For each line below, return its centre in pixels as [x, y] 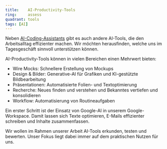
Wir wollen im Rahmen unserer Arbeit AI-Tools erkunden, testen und [76, 131]
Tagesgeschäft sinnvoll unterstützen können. [52, 49]
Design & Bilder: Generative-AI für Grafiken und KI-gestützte [75, 74]
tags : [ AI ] [17, 24]
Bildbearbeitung [29, 79]
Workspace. [18, 116]
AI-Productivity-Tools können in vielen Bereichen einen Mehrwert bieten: [81, 59]
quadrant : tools [22, 19]
